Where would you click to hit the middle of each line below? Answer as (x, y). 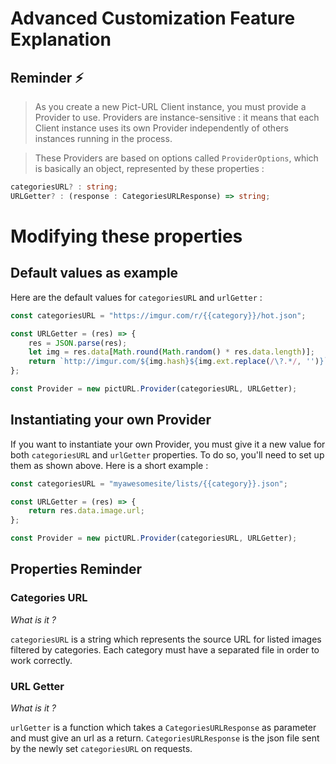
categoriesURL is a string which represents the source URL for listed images (166, 639)
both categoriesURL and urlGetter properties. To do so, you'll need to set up (167, 454)
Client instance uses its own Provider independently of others (161, 128)
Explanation (61, 39)
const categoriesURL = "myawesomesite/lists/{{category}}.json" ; (149, 483)
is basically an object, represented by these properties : (149, 168)
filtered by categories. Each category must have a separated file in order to (165, 649)
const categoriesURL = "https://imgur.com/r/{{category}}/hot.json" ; (158, 315)
